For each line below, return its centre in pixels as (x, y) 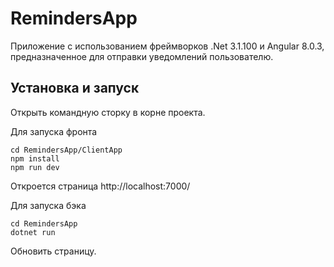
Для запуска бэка (48, 205)
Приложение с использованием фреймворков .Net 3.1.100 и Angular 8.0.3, (167, 46)
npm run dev (35, 167)
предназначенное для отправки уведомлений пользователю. (142, 56)
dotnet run (33, 232)
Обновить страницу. (53, 251)
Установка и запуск (75, 88)
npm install (35, 158)
